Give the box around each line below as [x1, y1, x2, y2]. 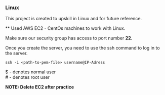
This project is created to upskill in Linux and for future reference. [5, 16, 142, 22]
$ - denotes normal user [5, 69, 56, 75]
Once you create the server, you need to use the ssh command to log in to [5, 45, 160, 51]
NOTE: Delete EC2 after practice [5, 84, 74, 90]
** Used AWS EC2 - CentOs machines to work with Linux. [5, 25, 126, 31]
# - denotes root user [5, 74, 50, 80]
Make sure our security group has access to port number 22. [5, 35, 133, 41]
